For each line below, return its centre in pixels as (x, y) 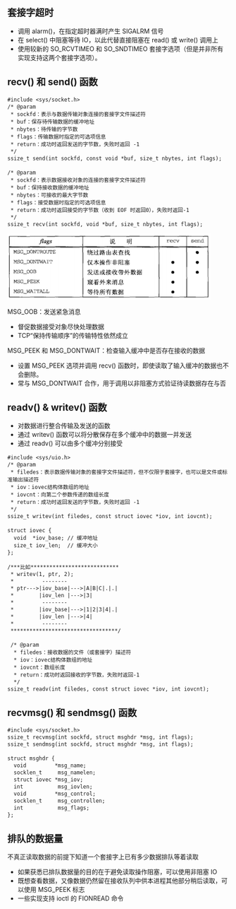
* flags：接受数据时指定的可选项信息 (58, 203)
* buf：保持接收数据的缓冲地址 (50, 187)
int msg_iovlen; (53, 787)
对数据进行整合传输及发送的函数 (64, 426)
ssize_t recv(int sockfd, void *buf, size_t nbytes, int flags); (105, 224)
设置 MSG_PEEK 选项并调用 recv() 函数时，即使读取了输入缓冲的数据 (117, 365)
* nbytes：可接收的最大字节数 (49, 195)
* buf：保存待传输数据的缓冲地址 (52, 122)
